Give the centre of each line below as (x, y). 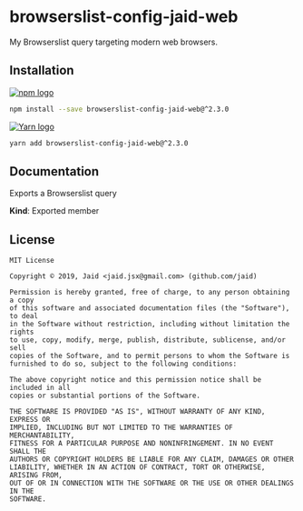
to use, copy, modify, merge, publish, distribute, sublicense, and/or (147, 340)
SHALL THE (28, 452)
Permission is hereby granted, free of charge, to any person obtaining (150, 293)
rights (22, 332)
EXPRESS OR (30, 420)
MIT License (32, 261)
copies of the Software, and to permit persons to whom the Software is (150, 356)
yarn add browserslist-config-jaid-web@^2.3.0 (99, 143)
